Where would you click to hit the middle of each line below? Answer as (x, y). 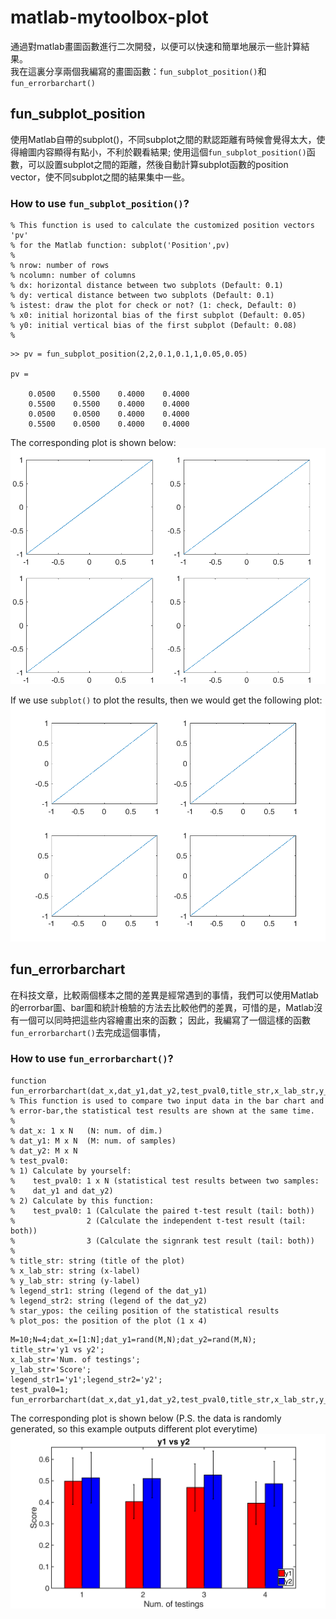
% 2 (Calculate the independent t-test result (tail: (158, 1221)
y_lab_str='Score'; (51, 1369)
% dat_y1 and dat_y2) (62, 1191)
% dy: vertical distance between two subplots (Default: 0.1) (142, 296)
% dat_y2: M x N (44, 1151)
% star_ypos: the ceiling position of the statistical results (145, 1311)
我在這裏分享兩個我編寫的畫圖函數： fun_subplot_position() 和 (138, 71)
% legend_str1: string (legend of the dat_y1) (109, 1291)
